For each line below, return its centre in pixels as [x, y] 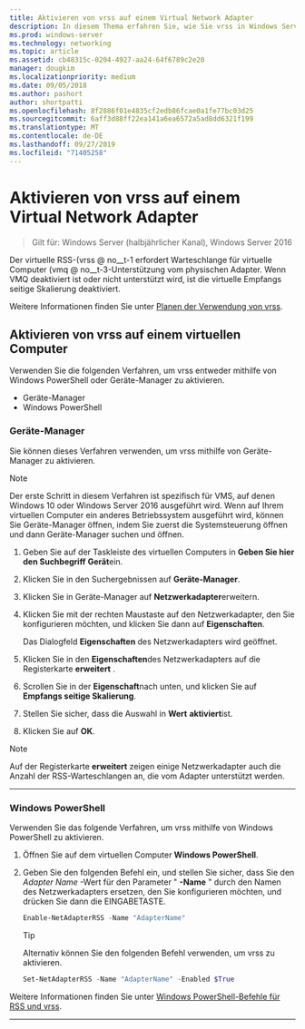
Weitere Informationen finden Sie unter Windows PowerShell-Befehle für [145, 996]
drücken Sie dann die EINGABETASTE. [94, 901]
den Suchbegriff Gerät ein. [73, 561]
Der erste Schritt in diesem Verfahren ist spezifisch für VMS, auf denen [142, 495]
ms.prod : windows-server [56, 34]
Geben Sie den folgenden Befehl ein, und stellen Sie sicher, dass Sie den [158, 872]
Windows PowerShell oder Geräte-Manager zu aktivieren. [117, 380]
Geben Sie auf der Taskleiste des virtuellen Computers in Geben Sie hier [158, 552]
